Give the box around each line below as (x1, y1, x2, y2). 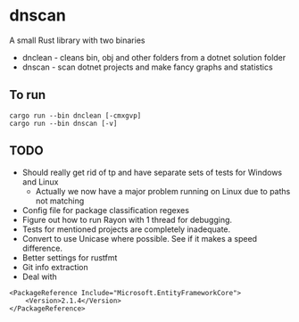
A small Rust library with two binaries (9, 35, 145, 45)
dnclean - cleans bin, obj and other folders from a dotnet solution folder (21, 52, 287, 62)
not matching (35, 195, 85, 206)
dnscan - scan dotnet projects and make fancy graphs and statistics (21, 62, 274, 72)
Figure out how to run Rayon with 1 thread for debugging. (21, 214, 233, 225)
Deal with (21, 271, 58, 282)
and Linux (21, 176, 59, 187)
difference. (21, 243, 62, 253)
